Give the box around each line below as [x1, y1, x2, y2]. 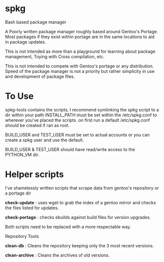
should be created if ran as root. [5, 122, 70, 128]
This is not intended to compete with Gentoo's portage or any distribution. [5, 63, 154, 69]
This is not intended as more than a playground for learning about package [5, 48, 156, 54]
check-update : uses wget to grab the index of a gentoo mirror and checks [5, 199, 156, 205]
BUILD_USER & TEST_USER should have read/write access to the [5, 146, 135, 152]
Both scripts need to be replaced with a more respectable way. [5, 223, 131, 230]
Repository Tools [5, 233, 39, 239]
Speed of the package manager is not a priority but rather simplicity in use [5, 68, 155, 74]
